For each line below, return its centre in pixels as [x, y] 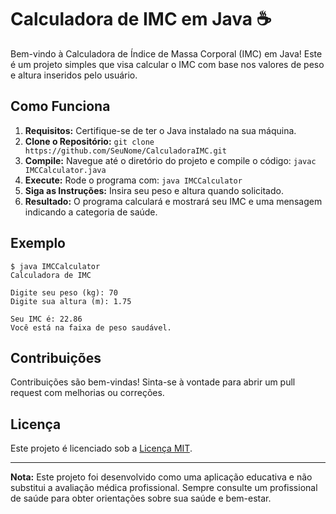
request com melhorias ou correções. [87, 393]
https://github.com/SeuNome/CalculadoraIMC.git [125, 151]
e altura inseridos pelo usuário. [74, 75]
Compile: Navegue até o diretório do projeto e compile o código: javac [170, 160]
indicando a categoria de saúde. [91, 212]
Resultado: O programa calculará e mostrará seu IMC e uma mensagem [173, 201]
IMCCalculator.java [65, 170]
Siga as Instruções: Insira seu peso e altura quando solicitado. [154, 190]
